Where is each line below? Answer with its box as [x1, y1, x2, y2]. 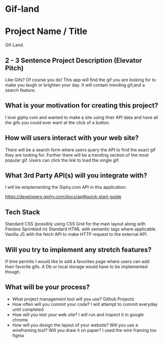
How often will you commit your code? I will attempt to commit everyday [12, 301, 158, 307]
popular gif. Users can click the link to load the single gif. [5, 157, 119, 163]
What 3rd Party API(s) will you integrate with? [5, 171, 148, 180]
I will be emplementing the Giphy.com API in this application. [5, 184, 127, 190]
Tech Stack [5, 208, 40, 216]
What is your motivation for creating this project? [5, 101, 158, 110]
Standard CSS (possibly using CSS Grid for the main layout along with [5, 221, 146, 227]
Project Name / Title [5, 26, 88, 37]
